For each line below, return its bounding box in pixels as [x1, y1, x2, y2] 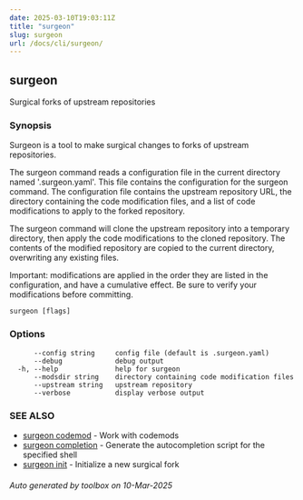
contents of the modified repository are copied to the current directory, [9, 243, 275, 254]
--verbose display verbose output [33, 388, 205, 397]
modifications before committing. [9, 289, 133, 300]
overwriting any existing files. [9, 252, 120, 264]
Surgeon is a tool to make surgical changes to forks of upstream [9, 140, 249, 151]
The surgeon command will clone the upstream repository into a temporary [9, 224, 290, 235]
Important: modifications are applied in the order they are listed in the [9, 270, 269, 281]
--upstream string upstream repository [33, 380, 193, 389]
